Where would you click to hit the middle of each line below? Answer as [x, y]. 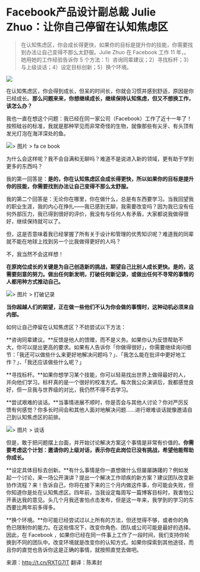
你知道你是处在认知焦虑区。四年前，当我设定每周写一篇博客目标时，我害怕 [97, 492]
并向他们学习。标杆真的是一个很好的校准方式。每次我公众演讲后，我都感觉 [97, 382]
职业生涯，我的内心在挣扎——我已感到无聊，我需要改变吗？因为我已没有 [100, 206]
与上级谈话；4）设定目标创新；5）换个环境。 [76, 67]
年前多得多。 [42, 507]
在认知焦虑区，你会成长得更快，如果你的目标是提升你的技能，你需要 [104, 45]
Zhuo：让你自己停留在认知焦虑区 [87, 27]
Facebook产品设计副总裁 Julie [81, 12]
